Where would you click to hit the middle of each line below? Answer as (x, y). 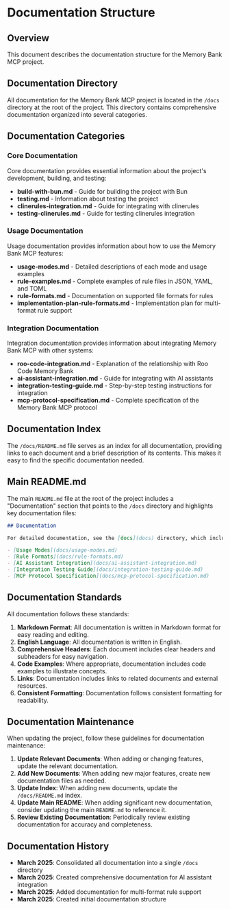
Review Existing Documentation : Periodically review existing (103, 817)
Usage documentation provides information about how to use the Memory (112, 246)
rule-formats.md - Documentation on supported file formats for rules (115, 295)
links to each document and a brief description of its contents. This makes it (114, 453)
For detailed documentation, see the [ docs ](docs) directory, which (107, 538)
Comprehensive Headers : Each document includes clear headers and (116, 649)
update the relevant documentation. (67, 766)
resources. (32, 686)
